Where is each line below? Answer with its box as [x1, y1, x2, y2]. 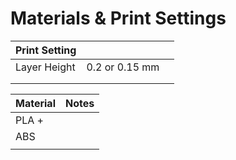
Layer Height [15, 60, 76, 74]
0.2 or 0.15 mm [86, 60, 160, 74]
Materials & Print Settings [10, 7, 227, 30]
